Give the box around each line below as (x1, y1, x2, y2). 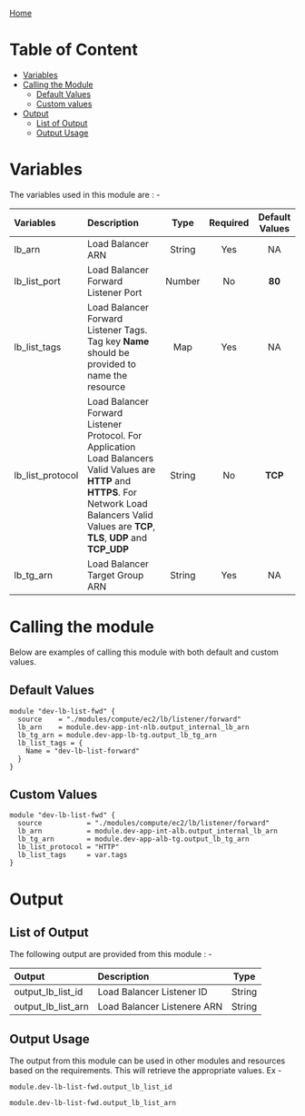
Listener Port (87, 286, 143, 299)
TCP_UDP (87, 542, 130, 555)
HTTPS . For (87, 486, 138, 499)
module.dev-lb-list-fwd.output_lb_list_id (9, 1082, 172, 1092)
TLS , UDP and (87, 531, 148, 544)
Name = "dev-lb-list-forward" (25, 746, 141, 756)
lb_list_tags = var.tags (17, 851, 128, 860)
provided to (87, 358, 136, 370)
